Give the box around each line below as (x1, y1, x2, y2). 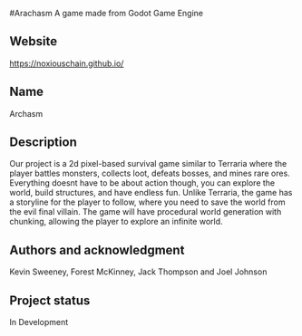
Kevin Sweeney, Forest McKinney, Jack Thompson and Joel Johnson (9, 266, 268, 277)
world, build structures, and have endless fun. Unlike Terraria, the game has (9, 187, 293, 198)
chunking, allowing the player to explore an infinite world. (9, 216, 224, 227)
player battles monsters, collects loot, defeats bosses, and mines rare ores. (9, 168, 290, 179)
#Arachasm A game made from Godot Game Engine (9, 8, 204, 18)
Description (9, 135, 77, 150)
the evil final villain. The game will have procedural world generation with (9, 206, 282, 217)
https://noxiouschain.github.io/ (9, 58, 124, 69)
